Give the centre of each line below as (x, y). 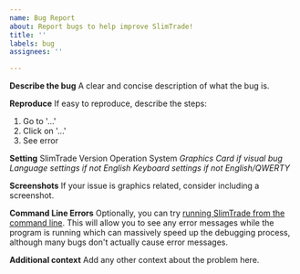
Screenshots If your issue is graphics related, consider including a (134, 186)
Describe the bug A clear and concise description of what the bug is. (140, 86)
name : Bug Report (42, 18)
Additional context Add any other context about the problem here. (134, 260)
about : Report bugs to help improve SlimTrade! (102, 26)
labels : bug (32, 43)
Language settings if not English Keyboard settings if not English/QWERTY (150, 168)
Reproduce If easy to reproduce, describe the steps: (108, 104)
